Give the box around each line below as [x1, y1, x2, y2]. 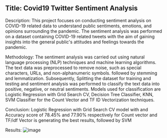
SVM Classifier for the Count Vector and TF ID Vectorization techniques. [5, 97, 155, 103]
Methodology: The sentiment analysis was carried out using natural [5, 54, 145, 60]
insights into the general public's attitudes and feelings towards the [5, 39, 144, 45]
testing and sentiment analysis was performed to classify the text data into [5, 81, 160, 87]
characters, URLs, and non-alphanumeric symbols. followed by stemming [5, 70, 157, 76]
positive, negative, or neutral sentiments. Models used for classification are [5, 86, 161, 92]
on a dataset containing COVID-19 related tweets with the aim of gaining [5, 33, 155, 39]
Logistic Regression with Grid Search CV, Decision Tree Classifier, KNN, [5, 91, 154, 97]
